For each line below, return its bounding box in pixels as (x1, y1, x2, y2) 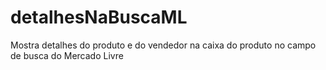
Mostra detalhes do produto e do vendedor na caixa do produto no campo (10, 39, 317, 51)
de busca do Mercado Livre (10, 49, 124, 61)
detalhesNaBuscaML (10, 6, 188, 29)
